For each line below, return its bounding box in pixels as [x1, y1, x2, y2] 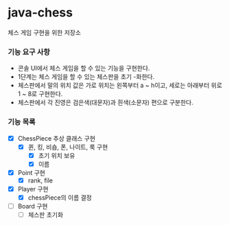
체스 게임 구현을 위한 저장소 [8, 28, 82, 36]
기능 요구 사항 [8, 47, 51, 56]
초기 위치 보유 [38, 151, 75, 159]
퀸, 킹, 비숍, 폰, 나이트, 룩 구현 [27, 143, 108, 151]
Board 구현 [17, 202, 48, 211]
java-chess [8, 5, 73, 21]
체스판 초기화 [27, 211, 64, 219]
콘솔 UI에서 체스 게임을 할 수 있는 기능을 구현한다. [17, 64, 150, 73]
